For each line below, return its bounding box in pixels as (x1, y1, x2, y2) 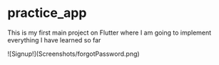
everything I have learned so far (7, 35, 101, 44)
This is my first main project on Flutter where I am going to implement (7, 28, 212, 37)
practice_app (7, 5, 87, 21)
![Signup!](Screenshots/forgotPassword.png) (7, 49, 141, 58)
